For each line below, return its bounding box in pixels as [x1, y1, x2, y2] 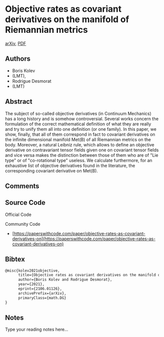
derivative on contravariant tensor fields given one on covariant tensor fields [5, 147, 159, 153]
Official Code [5, 212, 32, 217]
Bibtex [5, 255, 25, 264]
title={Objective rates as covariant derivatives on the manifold [18, 273, 156, 278]
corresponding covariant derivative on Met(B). [5, 168, 98, 173]
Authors [5, 55, 31, 63]
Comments [5, 182, 40, 190]
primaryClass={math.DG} [18, 295, 67, 300]
